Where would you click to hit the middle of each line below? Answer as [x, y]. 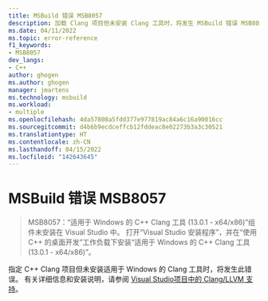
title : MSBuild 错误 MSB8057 [55, 16]
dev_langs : [26, 61]
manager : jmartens [39, 90]
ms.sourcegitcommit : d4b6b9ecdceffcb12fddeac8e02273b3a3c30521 [116, 127]
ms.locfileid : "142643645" [53, 156]
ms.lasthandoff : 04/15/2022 [55, 149]
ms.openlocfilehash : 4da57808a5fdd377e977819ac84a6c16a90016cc [116, 120]
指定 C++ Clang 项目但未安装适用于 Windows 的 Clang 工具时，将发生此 [127, 269]
